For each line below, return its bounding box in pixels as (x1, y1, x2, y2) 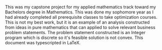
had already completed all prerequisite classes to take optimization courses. (5, 14, 158, 20)
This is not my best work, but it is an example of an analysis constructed (5, 19, 150, 25)
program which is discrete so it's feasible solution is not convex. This (5, 35, 144, 40)
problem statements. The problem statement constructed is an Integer (5, 30, 146, 35)
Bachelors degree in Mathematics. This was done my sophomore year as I (5, 9, 154, 15)
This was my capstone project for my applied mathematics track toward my (5, 4, 156, 10)
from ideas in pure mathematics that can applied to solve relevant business (5, 25, 156, 30)
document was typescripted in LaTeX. (5, 40, 81, 45)
